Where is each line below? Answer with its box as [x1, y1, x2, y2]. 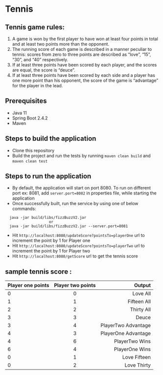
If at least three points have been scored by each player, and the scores [12, 62, 157, 68]
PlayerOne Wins [114, 346, 151, 353]
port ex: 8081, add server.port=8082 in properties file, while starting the [12, 190, 157, 196]
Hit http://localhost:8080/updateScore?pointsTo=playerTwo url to [12, 243, 145, 249]
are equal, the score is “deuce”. [12, 67, 75, 73]
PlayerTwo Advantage [100, 322, 151, 329]
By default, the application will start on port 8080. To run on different [12, 185, 151, 191]
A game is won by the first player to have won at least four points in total [12, 36, 158, 42]
